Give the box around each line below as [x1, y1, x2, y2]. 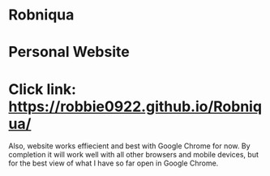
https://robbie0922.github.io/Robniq [8, 97, 262, 115]
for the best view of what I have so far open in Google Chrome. [8, 158, 219, 168]
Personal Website [8, 43, 130, 62]
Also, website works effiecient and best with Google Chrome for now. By [8, 141, 251, 151]
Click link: [8, 79, 77, 98]
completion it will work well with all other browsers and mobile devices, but [8, 150, 259, 160]
